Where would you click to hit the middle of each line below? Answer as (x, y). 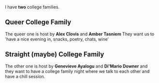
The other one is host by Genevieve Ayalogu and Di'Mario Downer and (76, 66)
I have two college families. (32, 7)
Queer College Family (38, 22)
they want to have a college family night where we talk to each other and (77, 71)
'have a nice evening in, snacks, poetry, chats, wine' (57, 39)
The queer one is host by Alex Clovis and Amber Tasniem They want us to (80, 34)
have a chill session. (25, 76)
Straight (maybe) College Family (55, 55)
